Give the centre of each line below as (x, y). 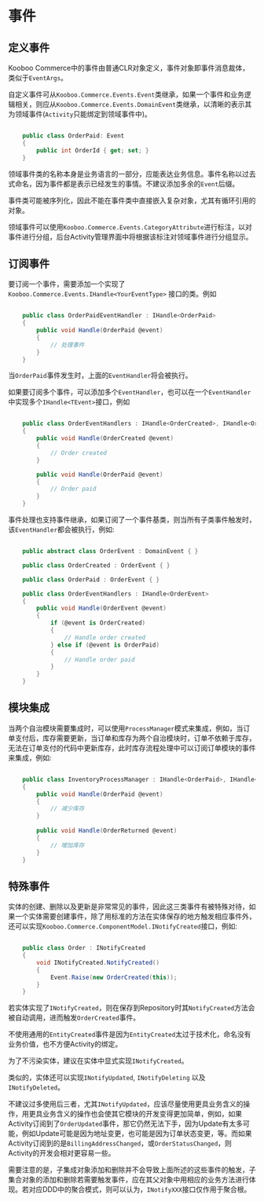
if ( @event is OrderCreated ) (98, 623)
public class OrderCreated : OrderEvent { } (96, 565)
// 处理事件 (67, 345)
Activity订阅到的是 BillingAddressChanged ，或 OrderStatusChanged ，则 (120, 1143)
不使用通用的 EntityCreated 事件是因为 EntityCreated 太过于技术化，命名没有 (130, 1035)
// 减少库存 (67, 809)
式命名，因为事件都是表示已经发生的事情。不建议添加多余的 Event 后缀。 (124, 183)
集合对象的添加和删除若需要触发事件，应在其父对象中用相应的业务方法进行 (128, 1180)
